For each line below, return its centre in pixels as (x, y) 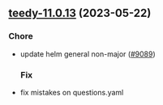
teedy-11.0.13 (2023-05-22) (80, 13)
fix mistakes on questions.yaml (72, 92)
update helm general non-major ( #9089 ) (88, 54)
